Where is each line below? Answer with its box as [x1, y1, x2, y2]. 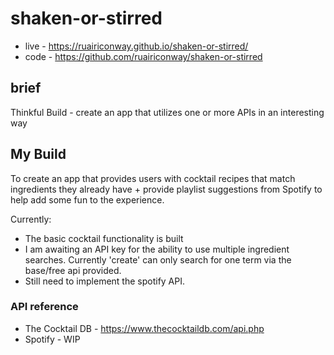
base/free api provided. [24, 264, 122, 276]
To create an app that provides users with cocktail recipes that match [10, 172, 296, 184]
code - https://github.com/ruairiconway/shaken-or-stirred [24, 50, 263, 62]
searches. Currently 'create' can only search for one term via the [24, 253, 292, 266]
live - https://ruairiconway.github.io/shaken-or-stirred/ [24, 40, 249, 52]
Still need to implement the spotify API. [24, 275, 186, 287]
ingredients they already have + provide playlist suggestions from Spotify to [10, 183, 323, 195]
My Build [10, 146, 67, 163]
